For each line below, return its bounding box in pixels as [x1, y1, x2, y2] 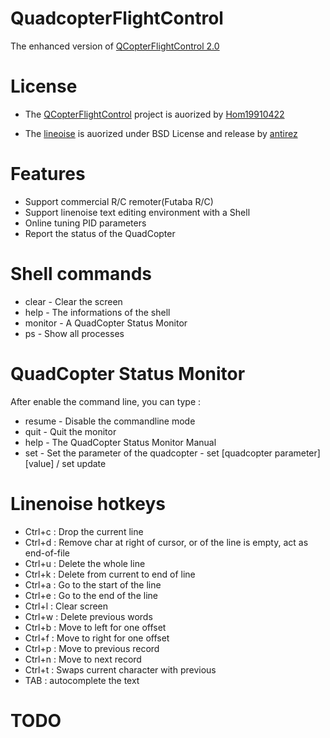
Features [10, 163, 86, 186]
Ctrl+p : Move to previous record [24, 642, 160, 654]
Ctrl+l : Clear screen [24, 600, 109, 612]
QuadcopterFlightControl [10, 7, 224, 30]
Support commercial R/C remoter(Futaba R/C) [24, 195, 214, 207]
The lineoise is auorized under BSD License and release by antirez [24, 127, 298, 139]
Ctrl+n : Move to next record [24, 653, 142, 665]
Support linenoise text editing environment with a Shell [24, 206, 251, 218]
